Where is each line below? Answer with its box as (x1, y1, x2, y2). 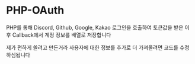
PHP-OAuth (6, 4, 65, 17)
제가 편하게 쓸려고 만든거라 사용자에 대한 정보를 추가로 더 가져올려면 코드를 (6, 44, 179, 51)
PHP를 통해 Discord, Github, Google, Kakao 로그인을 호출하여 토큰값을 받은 (6, 24, 184, 31)
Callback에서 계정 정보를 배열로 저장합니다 (12, 31, 111, 39)
